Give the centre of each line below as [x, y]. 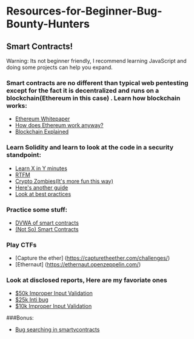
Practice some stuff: [37, 209]
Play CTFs [22, 245]
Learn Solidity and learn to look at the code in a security [90, 148]
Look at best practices [43, 194]
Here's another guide [42, 187]
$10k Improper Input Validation [53, 306]
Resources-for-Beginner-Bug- [84, 11]
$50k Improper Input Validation [54, 293]
